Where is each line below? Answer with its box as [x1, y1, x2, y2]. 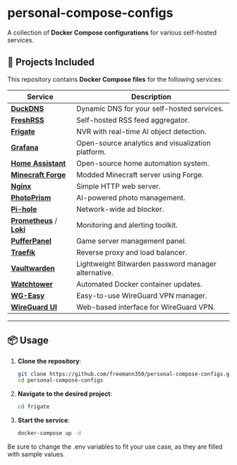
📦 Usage [7, 334, 49, 346]
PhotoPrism [11, 193, 51, 203]
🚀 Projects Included [7, 56, 95, 68]
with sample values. [7, 450, 66, 459]
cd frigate [17, 404, 50, 411]
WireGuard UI [11, 302, 58, 312]
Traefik [11, 247, 36, 257]
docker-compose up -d [17, 430, 81, 437]
